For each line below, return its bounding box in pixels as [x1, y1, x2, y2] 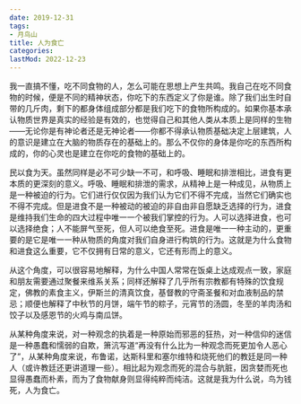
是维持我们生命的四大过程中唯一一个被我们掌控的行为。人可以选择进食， [9, 212, 276, 223]
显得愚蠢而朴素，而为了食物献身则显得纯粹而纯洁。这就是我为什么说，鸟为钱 [9, 373, 292, 384]
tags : [9, 22, 30, 31]
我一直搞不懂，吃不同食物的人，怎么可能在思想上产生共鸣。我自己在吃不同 [9, 81, 284, 91]
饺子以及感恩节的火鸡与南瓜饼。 [9, 310, 127, 320]
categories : [9, 47, 54, 56]
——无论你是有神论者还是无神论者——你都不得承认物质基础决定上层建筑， [9, 126, 284, 136]
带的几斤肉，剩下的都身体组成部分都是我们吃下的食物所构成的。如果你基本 [9, 103, 284, 113]
